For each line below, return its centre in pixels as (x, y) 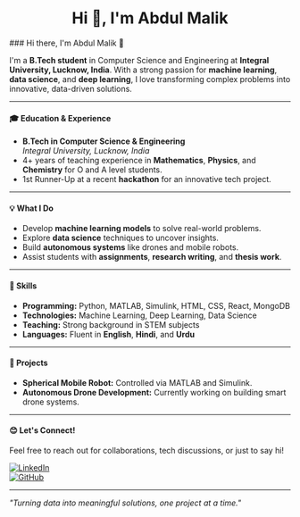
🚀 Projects (29, 363)
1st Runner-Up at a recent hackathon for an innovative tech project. (147, 179)
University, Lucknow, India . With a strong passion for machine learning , (143, 70)
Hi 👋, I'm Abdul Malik (150, 18)
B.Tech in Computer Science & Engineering (104, 141)
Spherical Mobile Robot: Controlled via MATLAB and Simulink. (137, 382)
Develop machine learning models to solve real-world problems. (142, 229)
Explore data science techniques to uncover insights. (120, 238)
